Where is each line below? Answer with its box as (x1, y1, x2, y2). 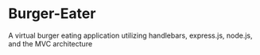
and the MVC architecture (8, 38, 93, 48)
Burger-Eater (8, 5, 96, 23)
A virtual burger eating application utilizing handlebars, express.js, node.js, (8, 31, 253, 40)
